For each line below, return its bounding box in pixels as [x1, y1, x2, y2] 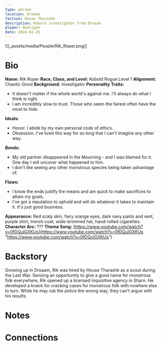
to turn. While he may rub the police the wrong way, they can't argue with [5, 288, 152, 294]
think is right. [12, 96, 38, 102]
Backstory [5, 251, 48, 262]
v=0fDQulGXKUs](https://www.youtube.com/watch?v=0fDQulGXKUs [5, 229, 144, 235]
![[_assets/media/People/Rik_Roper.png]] [5, 43, 88, 49]
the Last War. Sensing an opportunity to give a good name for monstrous [5, 272, 151, 278]
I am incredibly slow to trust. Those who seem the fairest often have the [12, 101, 156, 107]
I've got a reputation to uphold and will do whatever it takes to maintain [12, 199, 155, 205]
